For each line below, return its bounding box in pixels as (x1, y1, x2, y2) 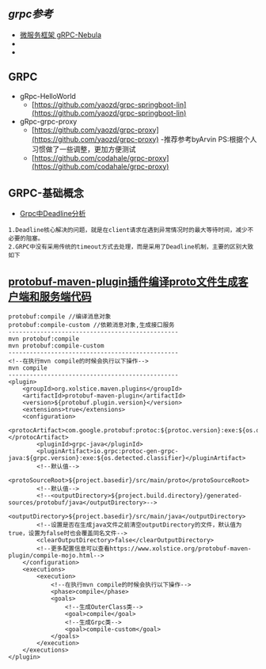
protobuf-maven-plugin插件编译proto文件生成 (8, 275, 238, 288)
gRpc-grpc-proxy (19, 116, 78, 126)
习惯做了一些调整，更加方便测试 (31, 144, 136, 154)
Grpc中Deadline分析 (19, 209, 86, 219)
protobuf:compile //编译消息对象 (8, 313, 112, 321)
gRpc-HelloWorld (19, 91, 77, 101)
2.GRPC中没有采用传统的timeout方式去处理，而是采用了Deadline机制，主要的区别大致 (8, 243, 254, 251)
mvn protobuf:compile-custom (8, 342, 104, 350)
